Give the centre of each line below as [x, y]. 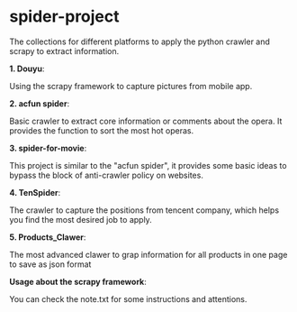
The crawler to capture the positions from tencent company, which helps [144, 210]
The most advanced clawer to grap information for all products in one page [148, 254]
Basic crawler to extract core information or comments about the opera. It [146, 121]
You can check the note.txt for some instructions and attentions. [128, 298]
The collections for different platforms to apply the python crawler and [139, 41]
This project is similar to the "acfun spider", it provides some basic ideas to [148, 165]
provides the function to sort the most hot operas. [102, 130]
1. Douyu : [27, 69]
